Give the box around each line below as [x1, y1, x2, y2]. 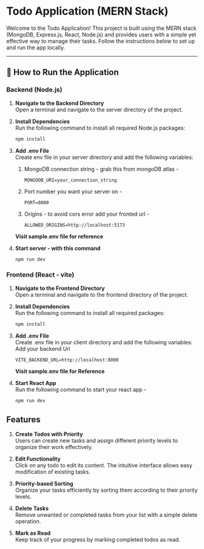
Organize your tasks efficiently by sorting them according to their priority [15, 486, 198, 494]
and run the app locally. [6, 44, 66, 51]
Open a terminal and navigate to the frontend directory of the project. [15, 291, 189, 298]
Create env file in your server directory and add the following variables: [15, 154, 194, 161]
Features [6, 414, 41, 425]
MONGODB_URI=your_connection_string [24, 177, 117, 183]
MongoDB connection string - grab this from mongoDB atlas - [24, 165, 179, 172]
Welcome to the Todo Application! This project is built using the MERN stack [6, 24, 197, 32]
